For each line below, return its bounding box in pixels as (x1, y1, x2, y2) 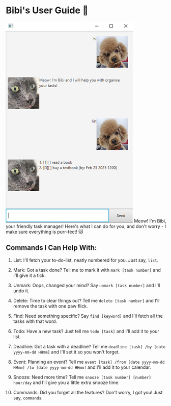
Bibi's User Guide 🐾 (6, 5, 89, 16)
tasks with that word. (13, 318, 58, 324)
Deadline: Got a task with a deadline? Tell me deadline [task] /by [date (13, 343, 166, 349)
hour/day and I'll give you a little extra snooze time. (13, 379, 120, 386)
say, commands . (13, 395, 43, 401)
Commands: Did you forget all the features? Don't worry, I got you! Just (13, 389, 163, 395)
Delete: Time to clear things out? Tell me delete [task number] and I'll (13, 297, 160, 303)
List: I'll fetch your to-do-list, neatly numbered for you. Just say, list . (13, 257, 159, 263)
